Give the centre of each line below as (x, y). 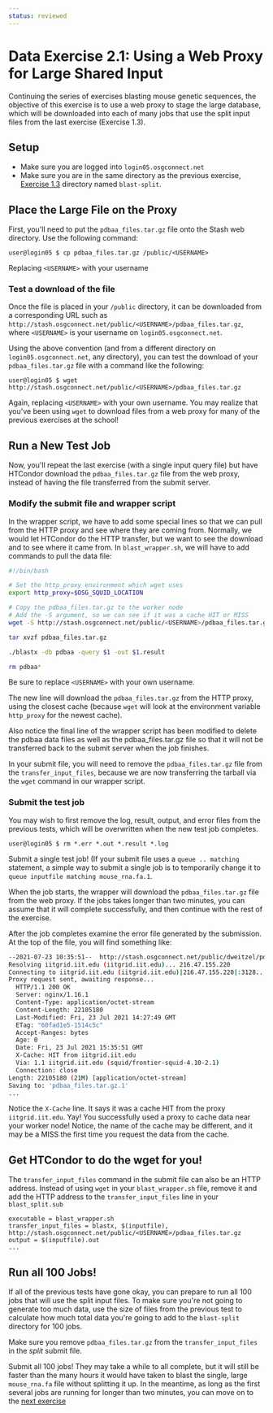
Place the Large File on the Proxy (93, 209)
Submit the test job (47, 802)
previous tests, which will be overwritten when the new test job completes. (133, 828)
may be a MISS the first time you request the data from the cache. (119, 1134)
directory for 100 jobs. (45, 1327)
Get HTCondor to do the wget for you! (106, 1160)
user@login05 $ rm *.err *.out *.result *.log (89, 843)
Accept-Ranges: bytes (52, 1033)
